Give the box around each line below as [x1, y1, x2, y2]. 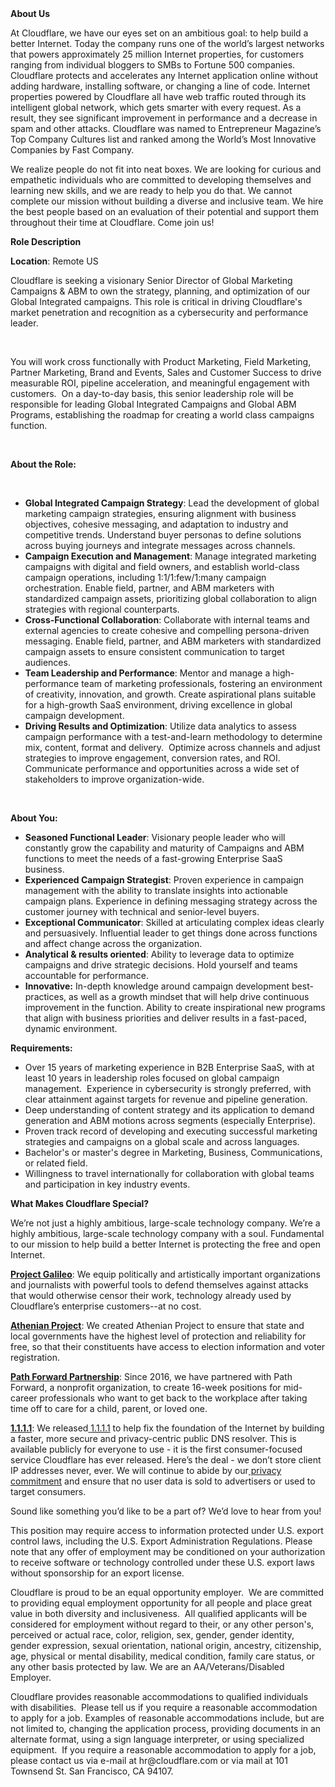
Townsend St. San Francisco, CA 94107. [10, 1765, 174, 1777]
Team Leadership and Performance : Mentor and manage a [24, 667, 271, 679]
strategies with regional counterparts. [24, 603, 180, 615]
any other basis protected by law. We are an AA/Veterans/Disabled [10, 1661, 285, 1672]
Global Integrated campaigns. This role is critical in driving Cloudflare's [10, 296, 303, 307]
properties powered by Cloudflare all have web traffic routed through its [10, 91, 307, 102]
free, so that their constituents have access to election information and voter [10, 1341, 326, 1352]
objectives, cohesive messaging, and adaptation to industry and [24, 518, 289, 530]
